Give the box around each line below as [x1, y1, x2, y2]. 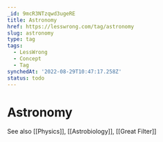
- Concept [13, 55, 41, 62]
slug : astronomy [7, 29, 54, 37]
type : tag [7, 36, 36, 43]
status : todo [7, 74, 45, 82]
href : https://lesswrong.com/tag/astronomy [7, 23, 135, 30]
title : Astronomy [7, 17, 57, 24]
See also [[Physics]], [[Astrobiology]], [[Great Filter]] [7, 127, 157, 136]
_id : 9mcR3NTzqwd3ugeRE [7, 10, 76, 17]
